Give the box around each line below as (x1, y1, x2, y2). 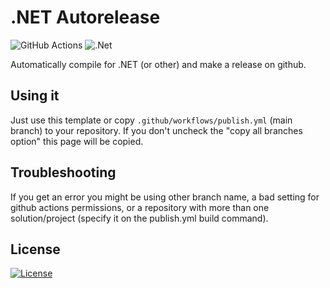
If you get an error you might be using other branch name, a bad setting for (10, 191, 320, 203)
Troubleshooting (10, 164, 117, 181)
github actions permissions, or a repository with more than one (10, 201, 270, 213)
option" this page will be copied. (10, 135, 144, 147)
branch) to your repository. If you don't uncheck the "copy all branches (10, 124, 303, 136)
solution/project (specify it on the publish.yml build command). (10, 212, 269, 224)
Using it (10, 87, 60, 105)
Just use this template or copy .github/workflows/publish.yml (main (10, 114, 293, 126)
